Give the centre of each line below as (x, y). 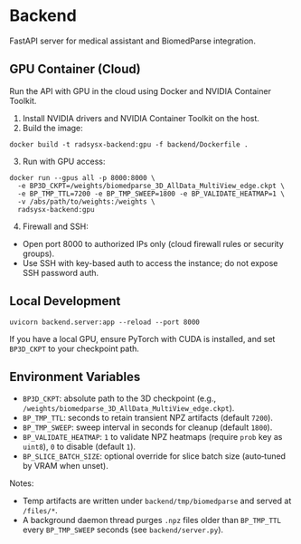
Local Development (65, 301)
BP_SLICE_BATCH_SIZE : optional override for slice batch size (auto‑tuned (154, 456)
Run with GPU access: (64, 161)
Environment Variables (75, 377)
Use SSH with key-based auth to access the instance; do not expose (150, 262)
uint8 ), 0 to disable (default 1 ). (79, 447)
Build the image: (52, 128)
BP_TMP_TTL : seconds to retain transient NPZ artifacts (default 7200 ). (148, 418)
